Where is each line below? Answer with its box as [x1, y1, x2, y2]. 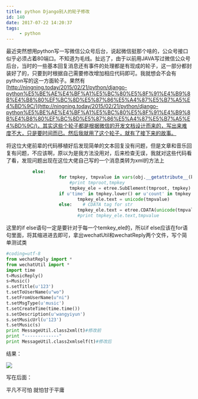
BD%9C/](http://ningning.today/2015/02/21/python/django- [14, 103, 159, 110]
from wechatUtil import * [6, 261, 70, 268]
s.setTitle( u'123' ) [6, 284, 54, 290]
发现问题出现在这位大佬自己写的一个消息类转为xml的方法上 [21, 157, 165, 164]
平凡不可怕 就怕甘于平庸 [6, 386, 65, 393]
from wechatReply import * [6, 256, 72, 262]
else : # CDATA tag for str [58, 202, 133, 207]
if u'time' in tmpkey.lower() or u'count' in [58, 190, 173, 197]
